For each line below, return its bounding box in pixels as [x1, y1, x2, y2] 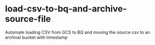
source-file [5, 13, 51, 24]
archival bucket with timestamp [5, 34, 68, 40]
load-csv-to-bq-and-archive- [5, 3, 127, 14]
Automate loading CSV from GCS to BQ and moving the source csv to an [5, 29, 151, 35]
